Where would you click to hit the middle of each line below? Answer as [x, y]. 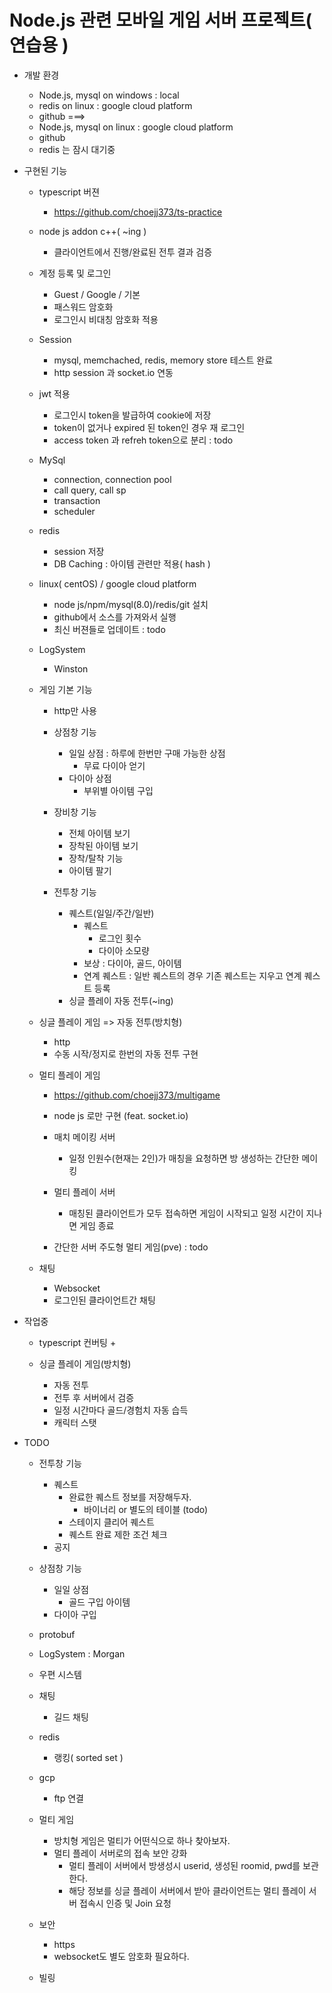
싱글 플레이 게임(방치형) [85, 1363]
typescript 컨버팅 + [77, 1342]
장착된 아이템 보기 [103, 845]
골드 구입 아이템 [99, 1602]
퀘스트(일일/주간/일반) [111, 913]
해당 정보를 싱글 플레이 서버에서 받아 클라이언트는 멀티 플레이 [187, 1890]
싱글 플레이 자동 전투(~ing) [121, 1000]
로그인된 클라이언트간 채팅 [104, 1300]
